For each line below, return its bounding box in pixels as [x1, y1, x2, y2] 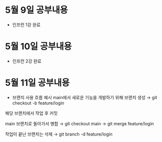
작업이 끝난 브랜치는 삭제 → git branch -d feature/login [5, 131, 113, 137]
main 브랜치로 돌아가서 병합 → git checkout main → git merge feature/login [5, 120, 154, 126]
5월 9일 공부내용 [5, 4, 68, 16]
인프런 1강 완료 [12, 22, 41, 28]
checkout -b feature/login [12, 100, 65, 106]
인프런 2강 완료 [12, 58, 42, 64]
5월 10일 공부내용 [5, 41, 72, 52]
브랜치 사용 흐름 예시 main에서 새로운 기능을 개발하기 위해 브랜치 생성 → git [12, 94, 158, 100]
